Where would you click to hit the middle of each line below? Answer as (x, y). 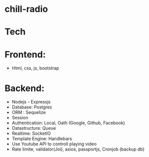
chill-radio (26, 9)
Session (20, 118)
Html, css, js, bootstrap (35, 68)
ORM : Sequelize (29, 112)
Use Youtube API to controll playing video (54, 144)
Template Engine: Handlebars (42, 139)
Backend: (25, 88)
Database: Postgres (32, 107)
